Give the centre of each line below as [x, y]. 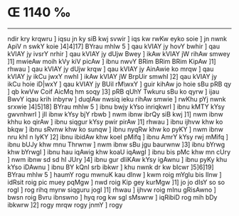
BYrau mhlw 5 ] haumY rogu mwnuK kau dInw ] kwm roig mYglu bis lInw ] [115, 174]
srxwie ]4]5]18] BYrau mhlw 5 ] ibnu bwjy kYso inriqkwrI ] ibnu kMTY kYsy [116, 107]
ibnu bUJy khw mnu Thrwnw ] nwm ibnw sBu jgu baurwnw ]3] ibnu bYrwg [116, 144]
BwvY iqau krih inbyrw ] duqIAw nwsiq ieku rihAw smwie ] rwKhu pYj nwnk [117, 99]
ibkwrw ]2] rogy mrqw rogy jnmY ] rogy [65, 205]
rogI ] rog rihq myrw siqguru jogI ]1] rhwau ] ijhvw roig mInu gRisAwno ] [112, 190]
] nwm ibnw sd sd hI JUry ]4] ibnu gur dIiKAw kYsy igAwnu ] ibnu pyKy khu [117, 159]
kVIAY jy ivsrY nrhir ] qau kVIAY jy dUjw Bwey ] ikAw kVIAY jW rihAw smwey [119, 53]
